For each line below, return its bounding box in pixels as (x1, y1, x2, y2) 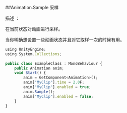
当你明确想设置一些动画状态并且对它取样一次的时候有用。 (5, 37, 124, 43)
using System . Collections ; (5, 51, 62, 57)
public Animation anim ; (14, 65, 65, 71)
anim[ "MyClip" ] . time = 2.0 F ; (23, 80, 85, 85)
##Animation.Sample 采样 (5, 5, 59, 10)
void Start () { (14, 70, 46, 76)
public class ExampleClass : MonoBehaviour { (5, 61, 102, 66)
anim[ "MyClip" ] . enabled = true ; (23, 85, 92, 90)
